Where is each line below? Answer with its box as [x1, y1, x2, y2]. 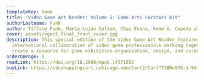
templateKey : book [6, 8, 53, 15]
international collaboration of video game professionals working [12, 43, 183, 49]
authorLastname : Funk [6, 20, 61, 26]
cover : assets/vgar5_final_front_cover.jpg [6, 31, 118, 37]
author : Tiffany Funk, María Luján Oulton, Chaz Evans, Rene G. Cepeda [6, 25, 191, 32]
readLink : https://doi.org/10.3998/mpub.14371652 [6, 59, 135, 65]
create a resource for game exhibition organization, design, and [12, 48, 183, 54]
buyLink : [6, 64, 29, 71]
